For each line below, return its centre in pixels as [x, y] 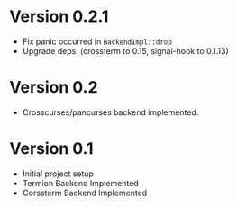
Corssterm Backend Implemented [85, 193]
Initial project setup [58, 174]
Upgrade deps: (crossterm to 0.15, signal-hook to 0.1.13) [126, 50]
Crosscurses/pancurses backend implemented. [110, 112]
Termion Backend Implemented [81, 183]
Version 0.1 [51, 149]
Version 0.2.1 [59, 17]
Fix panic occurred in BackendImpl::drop [97, 41]
